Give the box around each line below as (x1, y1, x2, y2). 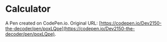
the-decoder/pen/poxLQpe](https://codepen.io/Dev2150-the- (5, 25, 135, 31)
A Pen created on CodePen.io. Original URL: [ (5, 20, 101, 26)
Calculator (5, 3, 51, 15)
